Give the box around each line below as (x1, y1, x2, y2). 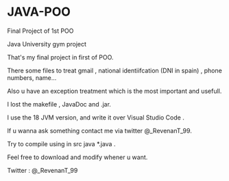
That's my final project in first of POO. (7, 53, 114, 61)
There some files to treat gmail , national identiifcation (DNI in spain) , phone (7, 66, 223, 74)
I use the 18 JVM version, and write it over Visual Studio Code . (7, 113, 185, 122)
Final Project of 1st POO (7, 27, 74, 35)
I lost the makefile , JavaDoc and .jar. (7, 100, 112, 108)
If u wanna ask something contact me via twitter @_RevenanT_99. (7, 126, 192, 135)
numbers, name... (7, 73, 57, 82)
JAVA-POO (7, 4, 71, 20)
